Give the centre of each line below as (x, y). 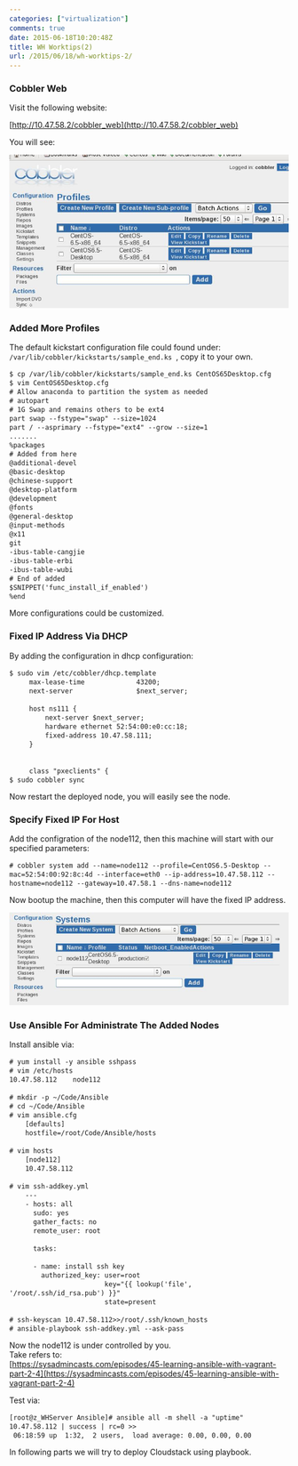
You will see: (32, 142)
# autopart (29, 401)
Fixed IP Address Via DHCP (69, 636)
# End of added (37, 579)
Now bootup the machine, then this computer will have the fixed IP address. (148, 900)
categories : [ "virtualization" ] (69, 19)
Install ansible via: (42, 1044)
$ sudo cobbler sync (47, 780)
